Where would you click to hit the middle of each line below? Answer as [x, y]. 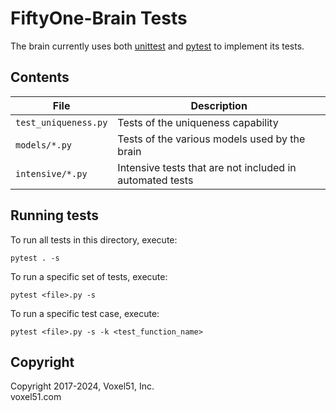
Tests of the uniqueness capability [198, 122]
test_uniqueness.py [61, 122]
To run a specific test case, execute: [85, 313]
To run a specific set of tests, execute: [89, 276]
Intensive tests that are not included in [207, 167]
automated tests [155, 180]
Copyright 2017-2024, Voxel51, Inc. [82, 386]
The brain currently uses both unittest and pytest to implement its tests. [157, 46]
